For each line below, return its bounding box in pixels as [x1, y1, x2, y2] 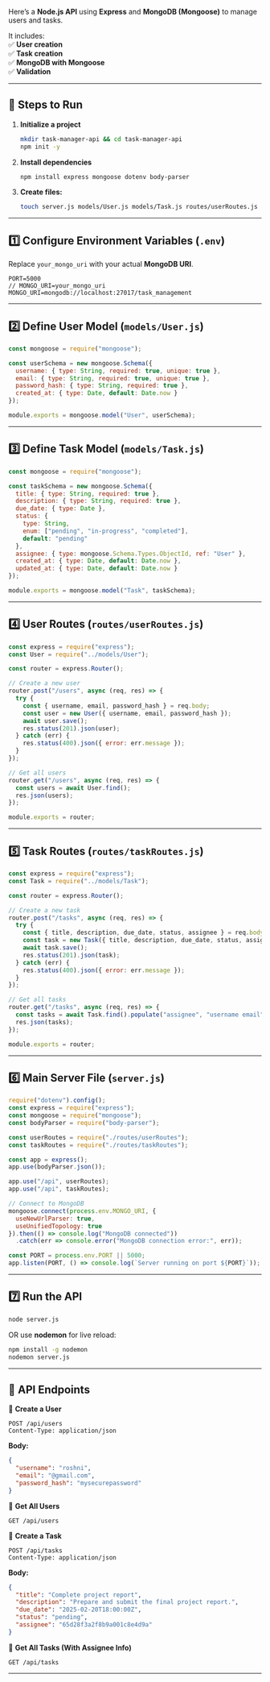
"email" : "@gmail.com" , [15, 1472, 95, 1480]
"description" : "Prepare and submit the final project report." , [15, 1598, 239, 1606]
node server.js [8, 1315, 59, 1323]
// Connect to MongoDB [8, 1200, 84, 1208]
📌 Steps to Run [8, 98, 83, 112]
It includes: [8, 31, 45, 40]
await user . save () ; [22, 716, 88, 725]
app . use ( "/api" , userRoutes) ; [8, 1177, 110, 1186]
